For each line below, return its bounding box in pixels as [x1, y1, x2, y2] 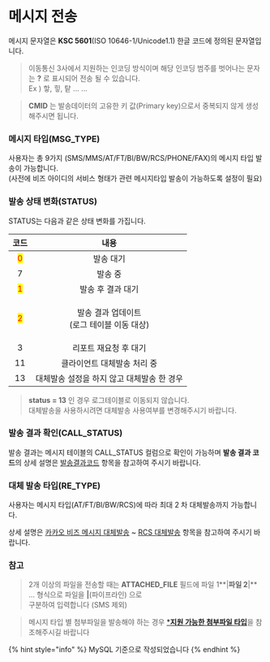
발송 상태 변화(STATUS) [8, 196, 97, 207]
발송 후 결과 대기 [79, 283, 139, 295]
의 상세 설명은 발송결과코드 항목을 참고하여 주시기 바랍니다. [15, 457, 201, 467]
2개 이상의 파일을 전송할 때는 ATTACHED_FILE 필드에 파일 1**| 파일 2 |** [28, 580, 258, 590]
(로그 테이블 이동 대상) [68, 318, 150, 330]
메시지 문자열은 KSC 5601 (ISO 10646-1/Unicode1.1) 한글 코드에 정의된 [8, 36, 234, 45]
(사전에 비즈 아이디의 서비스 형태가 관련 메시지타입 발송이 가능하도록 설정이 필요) [8, 174, 263, 184]
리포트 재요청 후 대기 [72, 342, 147, 353]
